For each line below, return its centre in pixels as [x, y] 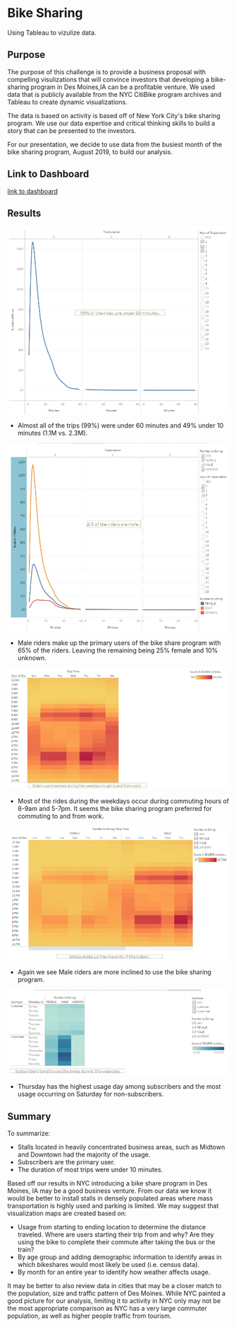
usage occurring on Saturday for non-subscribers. [91, 1094]
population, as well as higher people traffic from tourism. [89, 1316]
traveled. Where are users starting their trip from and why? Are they [116, 1234]
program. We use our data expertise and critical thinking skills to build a [111, 123]
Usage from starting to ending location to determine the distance [112, 1227]
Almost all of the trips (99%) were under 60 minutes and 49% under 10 [120, 426]
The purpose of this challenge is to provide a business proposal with [107, 71]
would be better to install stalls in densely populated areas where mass [110, 1198]
